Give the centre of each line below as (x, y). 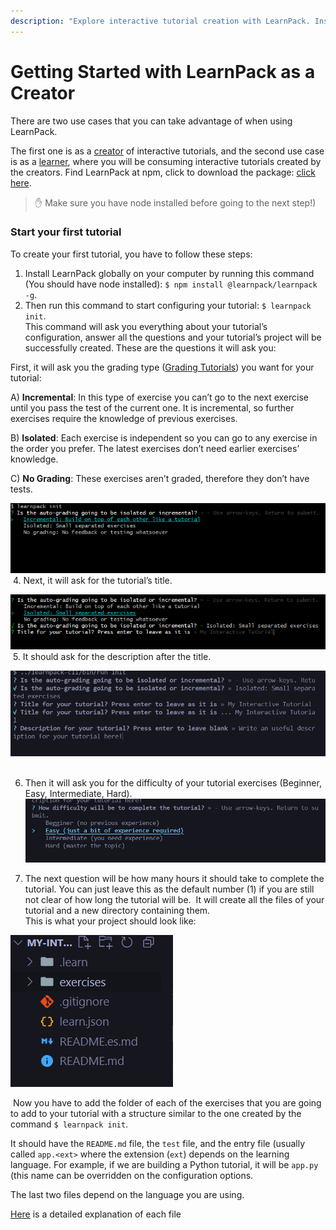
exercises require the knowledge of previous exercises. (124, 418)
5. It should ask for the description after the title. (112, 656)
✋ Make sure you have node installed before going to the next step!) (175, 202)
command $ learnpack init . (69, 1124)
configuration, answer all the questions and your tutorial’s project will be (173, 337)
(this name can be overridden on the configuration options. (132, 1175)
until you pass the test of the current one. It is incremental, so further (152, 407)
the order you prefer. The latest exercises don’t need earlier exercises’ (155, 448)
